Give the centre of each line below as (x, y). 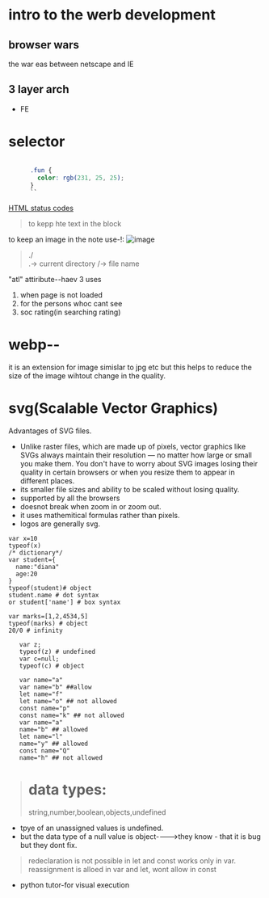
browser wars (44, 45)
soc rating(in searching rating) (70, 312)
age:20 (27, 574)
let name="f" (41, 694)
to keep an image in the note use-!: (67, 239)
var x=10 (23, 539)
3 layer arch (39, 89)
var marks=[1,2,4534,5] (48, 617)
